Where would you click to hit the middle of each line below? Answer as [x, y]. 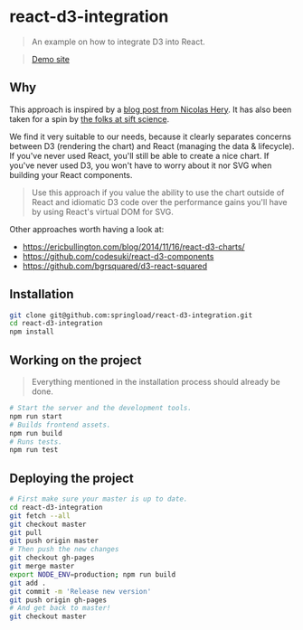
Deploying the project [71, 478]
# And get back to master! [60, 608]
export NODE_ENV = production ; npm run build [93, 574]
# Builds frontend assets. [60, 425]
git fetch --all [40, 516]
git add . [28, 583]
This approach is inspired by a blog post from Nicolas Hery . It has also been [151, 109]
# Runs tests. [36, 442]
